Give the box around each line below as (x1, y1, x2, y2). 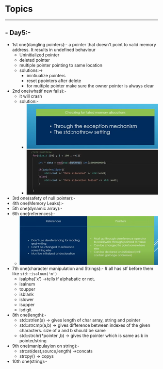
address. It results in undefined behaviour (12, 47, 96, 52)
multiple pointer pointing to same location (19, 62, 103, 68)
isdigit (19, 307, 32, 313)
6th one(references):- (12, 210, 56, 217)
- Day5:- (5, 29, 31, 37)
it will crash (19, 93, 42, 99)
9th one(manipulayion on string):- (12, 343, 80, 349)
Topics (5, 3, 33, 15)
